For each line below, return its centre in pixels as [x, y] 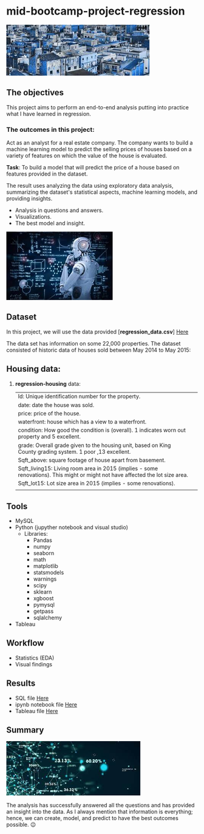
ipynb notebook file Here [46, 704]
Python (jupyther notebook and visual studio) [72, 527]
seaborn [44, 553]
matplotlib [46, 566]
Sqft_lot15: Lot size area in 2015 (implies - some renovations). [97, 484]
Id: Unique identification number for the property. [79, 397]
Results [21, 684]
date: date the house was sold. [56, 405]
